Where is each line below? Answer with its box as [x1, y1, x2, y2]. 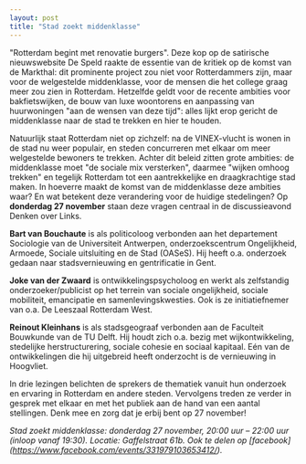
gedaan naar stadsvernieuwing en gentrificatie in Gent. [9, 257, 216, 268]
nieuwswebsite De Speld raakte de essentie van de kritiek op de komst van [9, 57, 292, 68]
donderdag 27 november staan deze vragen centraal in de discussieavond [9, 200, 292, 211]
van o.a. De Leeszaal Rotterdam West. [9, 303, 153, 315]
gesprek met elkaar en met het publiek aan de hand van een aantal [9, 397, 260, 408]
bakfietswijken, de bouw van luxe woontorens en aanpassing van [9, 95, 255, 106]
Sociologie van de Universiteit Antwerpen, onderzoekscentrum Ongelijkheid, [9, 237, 298, 248]
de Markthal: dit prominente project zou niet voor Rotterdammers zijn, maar [9, 66, 293, 78]
